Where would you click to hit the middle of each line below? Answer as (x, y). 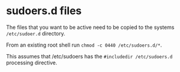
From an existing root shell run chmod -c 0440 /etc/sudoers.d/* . (84, 45)
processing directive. (32, 63)
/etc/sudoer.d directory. (36, 33)
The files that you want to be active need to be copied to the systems (90, 27)
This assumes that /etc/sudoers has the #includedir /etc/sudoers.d (89, 56)
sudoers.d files (44, 11)
